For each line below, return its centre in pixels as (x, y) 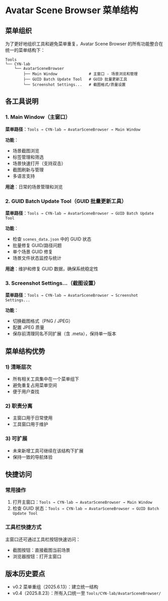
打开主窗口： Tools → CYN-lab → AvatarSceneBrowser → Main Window (82, 502)
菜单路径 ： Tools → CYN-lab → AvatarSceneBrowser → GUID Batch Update (79, 213)
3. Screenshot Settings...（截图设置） (52, 283)
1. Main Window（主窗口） (38, 117)
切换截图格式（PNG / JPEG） (43, 321)
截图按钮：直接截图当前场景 (41, 550)
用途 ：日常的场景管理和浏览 (34, 187)
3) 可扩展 (16, 438)
